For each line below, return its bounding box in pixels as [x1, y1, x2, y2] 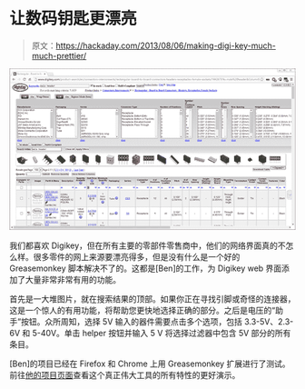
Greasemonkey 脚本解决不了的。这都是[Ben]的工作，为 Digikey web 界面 [9, 263, 282, 274]
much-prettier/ [31, 50, 87, 61]
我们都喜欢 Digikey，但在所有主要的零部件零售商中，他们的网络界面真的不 [9, 240, 286, 251]
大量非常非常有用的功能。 [25, 274, 121, 284]
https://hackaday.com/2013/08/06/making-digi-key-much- [55, 40, 277, 51]
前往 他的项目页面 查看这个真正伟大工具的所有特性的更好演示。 [9, 369, 241, 380]
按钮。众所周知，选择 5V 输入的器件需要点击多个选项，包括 [21, 315, 243, 327]
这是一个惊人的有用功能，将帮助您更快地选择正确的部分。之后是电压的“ [9, 304, 276, 315]
